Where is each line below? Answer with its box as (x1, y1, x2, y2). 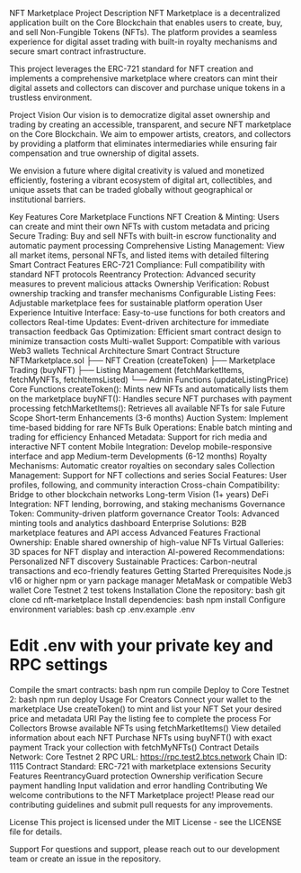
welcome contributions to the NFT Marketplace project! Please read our (9, 789, 275, 800)
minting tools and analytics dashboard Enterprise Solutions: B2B (9, 518, 247, 528)
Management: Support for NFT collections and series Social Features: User (9, 470, 288, 480)
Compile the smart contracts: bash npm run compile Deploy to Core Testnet (9, 684, 289, 695)
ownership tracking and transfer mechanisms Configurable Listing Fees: (9, 288, 277, 298)
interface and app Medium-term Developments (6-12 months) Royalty (9, 450, 268, 461)
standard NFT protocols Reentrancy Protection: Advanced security (9, 269, 256, 279)
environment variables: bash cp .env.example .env (9, 604, 196, 614)
